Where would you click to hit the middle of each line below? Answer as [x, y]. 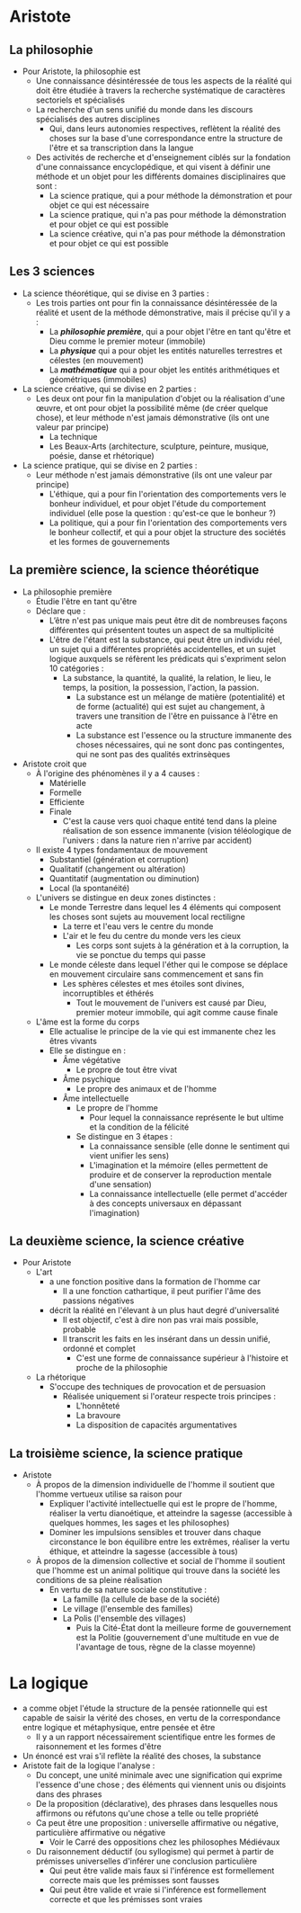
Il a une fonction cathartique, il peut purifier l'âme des [162, 1292]
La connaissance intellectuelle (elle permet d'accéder [188, 1193]
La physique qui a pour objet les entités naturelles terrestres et [166, 350]
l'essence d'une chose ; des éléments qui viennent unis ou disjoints [161, 1785]
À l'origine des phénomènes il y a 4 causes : [118, 773]
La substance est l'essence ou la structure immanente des [184, 735]
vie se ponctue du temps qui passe [141, 954]
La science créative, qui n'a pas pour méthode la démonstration [167, 234]
